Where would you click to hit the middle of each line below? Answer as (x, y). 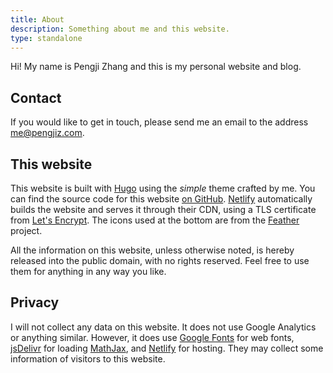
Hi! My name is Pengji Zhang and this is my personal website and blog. (156, 67)
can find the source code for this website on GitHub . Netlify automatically (161, 199)
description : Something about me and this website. (120, 29)
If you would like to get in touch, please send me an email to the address (159, 122)
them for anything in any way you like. (88, 271)
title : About (37, 19)
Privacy (35, 302)
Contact (36, 97)
